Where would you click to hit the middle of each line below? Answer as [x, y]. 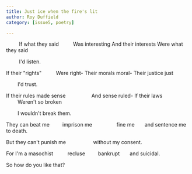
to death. [17, 131]
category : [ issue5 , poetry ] [40, 22]
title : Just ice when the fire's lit [52, 11]
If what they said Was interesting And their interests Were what [101, 44]
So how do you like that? [36, 165]
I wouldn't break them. [44, 113]
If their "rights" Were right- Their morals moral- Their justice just [90, 73]
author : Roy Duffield [32, 17]
